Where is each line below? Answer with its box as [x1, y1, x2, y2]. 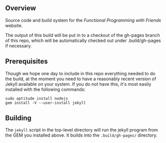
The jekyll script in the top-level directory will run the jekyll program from [5, 127, 158, 133]
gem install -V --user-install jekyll [5, 100, 86, 105]
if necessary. [5, 42, 32, 49]
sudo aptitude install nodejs [5, 96, 68, 101]
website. [5, 22, 23, 28]
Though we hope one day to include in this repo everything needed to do [5, 70, 156, 76]
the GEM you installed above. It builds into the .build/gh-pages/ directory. [5, 132, 157, 139]
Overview [5, 4, 36, 12]
